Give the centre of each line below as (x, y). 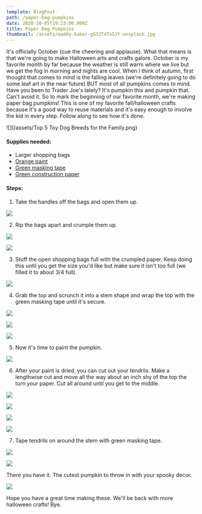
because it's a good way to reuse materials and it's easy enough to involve (99, 110)
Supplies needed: (29, 141)
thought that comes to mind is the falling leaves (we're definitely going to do (101, 77)
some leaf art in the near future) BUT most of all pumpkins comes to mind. (99, 84)
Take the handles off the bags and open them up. (76, 202)
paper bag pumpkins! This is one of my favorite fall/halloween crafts (91, 103)
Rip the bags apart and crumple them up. (66, 225)
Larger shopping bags (43, 155)
